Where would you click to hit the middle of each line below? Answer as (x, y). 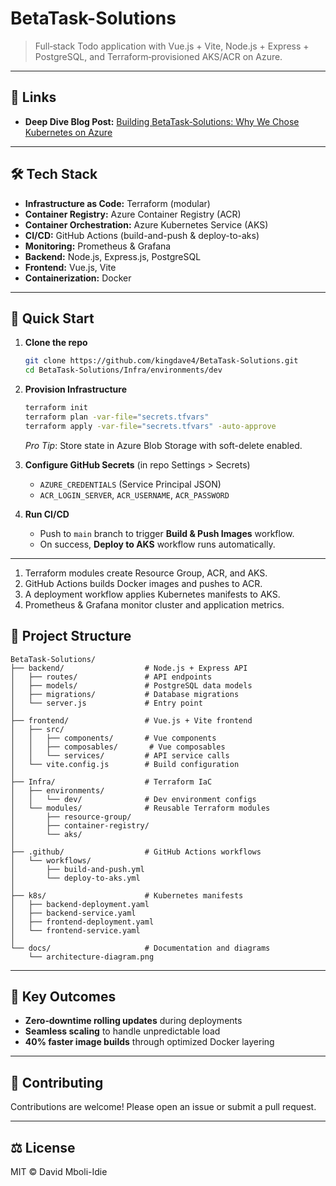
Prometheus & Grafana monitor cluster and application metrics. (154, 604)
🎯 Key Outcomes (63, 996)
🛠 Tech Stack (54, 174)
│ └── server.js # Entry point (106, 703)
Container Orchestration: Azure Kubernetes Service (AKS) (146, 224)
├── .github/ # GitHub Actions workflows (136, 852)
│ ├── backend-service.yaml (73, 913)
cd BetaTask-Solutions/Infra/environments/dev (123, 370)
